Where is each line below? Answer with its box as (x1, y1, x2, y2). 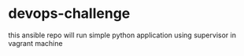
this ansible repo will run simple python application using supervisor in (8, 30, 236, 40)
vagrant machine (8, 38, 63, 47)
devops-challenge (8, 5, 131, 23)
